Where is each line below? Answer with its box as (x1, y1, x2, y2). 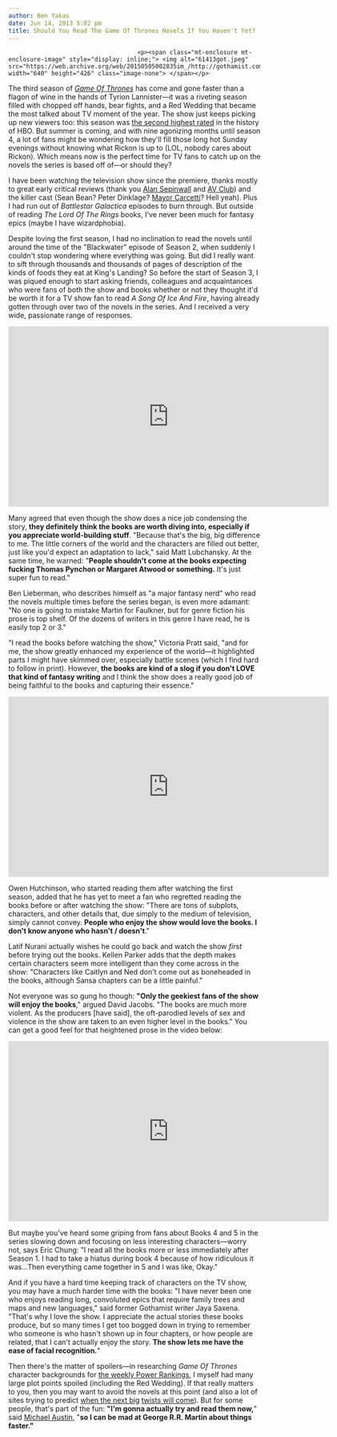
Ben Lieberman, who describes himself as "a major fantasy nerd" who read (8, 588, 256, 598)
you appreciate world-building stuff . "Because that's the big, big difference (8, 531, 260, 540)
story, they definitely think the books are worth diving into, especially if (8, 522, 250, 531)
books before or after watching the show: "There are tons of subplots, (8, 901, 239, 910)
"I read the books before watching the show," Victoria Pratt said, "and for (8, 638, 249, 648)
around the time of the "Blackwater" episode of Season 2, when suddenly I (8, 242, 255, 252)
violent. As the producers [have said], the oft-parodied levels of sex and (8, 1008, 246, 1018)
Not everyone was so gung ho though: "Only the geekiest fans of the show (8, 991, 259, 1001)
